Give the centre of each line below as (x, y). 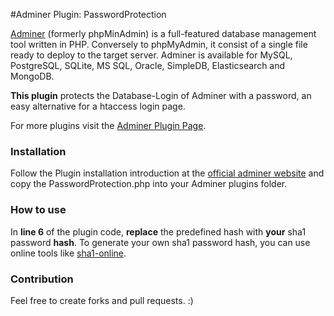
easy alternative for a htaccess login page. (98, 106)
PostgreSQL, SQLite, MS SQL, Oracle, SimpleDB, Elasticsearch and (148, 65)
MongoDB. (32, 76)
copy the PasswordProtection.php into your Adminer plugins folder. (149, 184)
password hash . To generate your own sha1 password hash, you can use (160, 242)
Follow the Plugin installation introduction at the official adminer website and (167, 173)
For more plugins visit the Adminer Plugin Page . (108, 125)
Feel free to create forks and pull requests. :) (102, 300)
